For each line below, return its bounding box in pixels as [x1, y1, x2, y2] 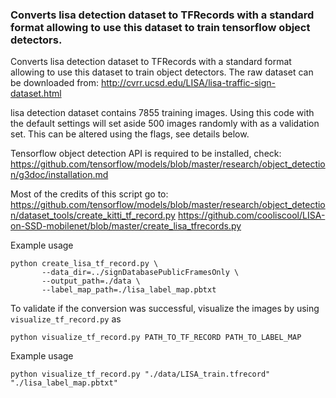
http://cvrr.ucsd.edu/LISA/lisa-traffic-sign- [101, 77, 277, 89]
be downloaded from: [10, 77, 100, 89]
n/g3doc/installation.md [10, 169, 109, 181]
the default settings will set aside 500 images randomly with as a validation [10, 118, 320, 130]
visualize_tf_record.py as [10, 313, 122, 325]
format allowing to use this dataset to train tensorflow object [10, 20, 311, 34]
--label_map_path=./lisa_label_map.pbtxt [41, 285, 217, 295]
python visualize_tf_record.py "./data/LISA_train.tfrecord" [10, 369, 271, 380]
